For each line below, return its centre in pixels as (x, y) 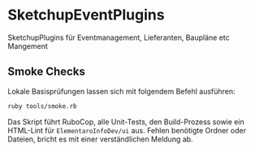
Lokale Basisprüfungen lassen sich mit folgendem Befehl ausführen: (122, 91)
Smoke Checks (47, 72)
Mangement (28, 46)
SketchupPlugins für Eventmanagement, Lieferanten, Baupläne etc (119, 37)
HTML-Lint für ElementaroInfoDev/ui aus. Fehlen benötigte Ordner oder (127, 130)
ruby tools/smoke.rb (43, 106)
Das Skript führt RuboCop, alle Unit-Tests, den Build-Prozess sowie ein (126, 122)
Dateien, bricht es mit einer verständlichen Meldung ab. (100, 139)
